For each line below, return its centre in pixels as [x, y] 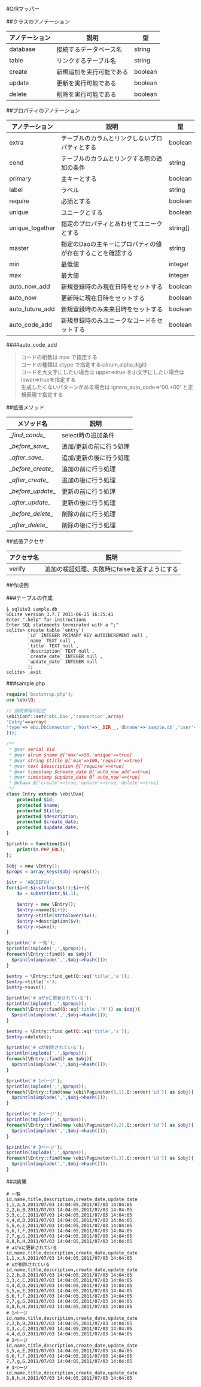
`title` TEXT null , [53, 646]
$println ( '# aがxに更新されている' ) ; [49, 998]
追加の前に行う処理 [89, 469]
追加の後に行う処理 [89, 480]
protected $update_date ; [48, 828]
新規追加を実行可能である [92, 72]
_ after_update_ [30, 502]
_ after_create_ [29, 480]
